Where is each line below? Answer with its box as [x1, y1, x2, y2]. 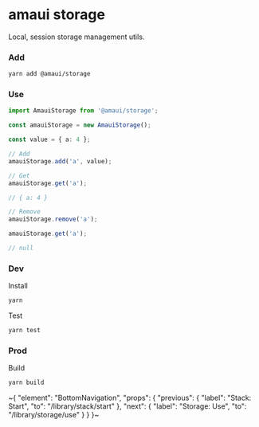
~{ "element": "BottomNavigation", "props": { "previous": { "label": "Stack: [8, 393, 252, 403]
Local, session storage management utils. [8, 32, 145, 41]
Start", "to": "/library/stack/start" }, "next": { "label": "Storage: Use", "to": [8, 402, 247, 411]
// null [8, 245, 34, 253]
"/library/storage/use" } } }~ [8, 410, 100, 420]
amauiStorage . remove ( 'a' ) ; [8, 215, 98, 224]
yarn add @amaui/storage [8, 70, 91, 78]
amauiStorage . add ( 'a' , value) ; [8, 157, 112, 165]
